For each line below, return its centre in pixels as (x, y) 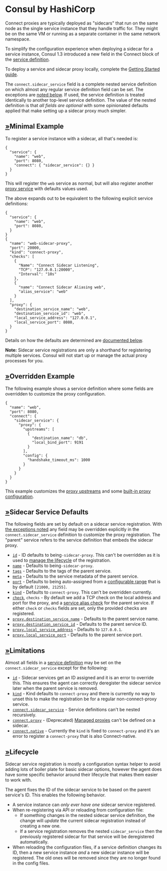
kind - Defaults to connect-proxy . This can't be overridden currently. (82, 592)
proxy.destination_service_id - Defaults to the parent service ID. (80, 624)
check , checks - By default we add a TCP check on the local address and (86, 598)
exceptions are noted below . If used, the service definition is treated (75, 95)
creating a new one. (40, 826)
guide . (12, 74)
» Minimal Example (34, 126)
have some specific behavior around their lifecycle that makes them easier (82, 775)
